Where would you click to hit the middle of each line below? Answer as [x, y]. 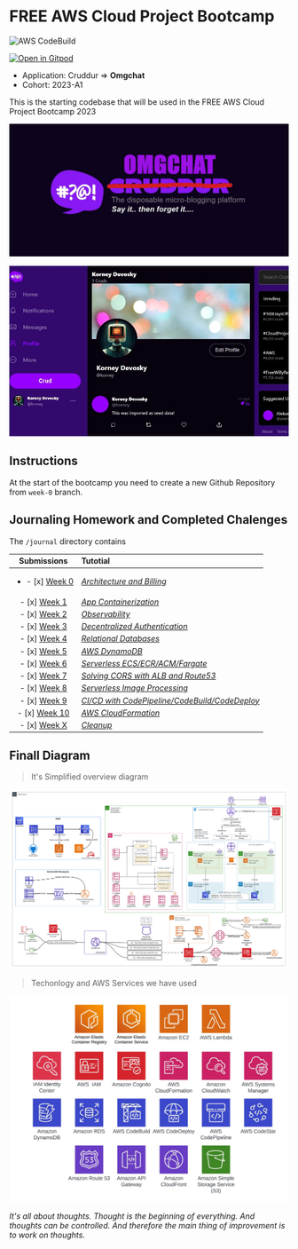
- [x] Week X [43, 725]
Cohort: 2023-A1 [52, 84]
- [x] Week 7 [43, 676]
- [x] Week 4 [43, 639]
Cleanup [97, 725]
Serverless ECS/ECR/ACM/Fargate [144, 663]
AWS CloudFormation [121, 713]
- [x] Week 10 [43, 713]
